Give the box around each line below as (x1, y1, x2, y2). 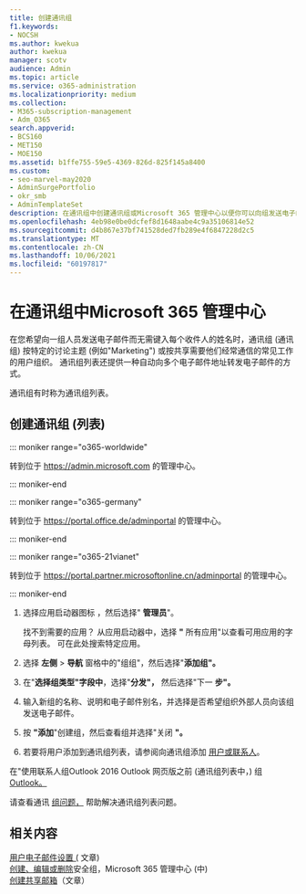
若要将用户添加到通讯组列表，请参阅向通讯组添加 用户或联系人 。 (22, 746, 265, 757)
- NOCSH (9, 30, 39, 39)
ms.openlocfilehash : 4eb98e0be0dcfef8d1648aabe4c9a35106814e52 (9, 216, 255, 226)
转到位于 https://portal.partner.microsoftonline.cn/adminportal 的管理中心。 (9, 570, 292, 581)
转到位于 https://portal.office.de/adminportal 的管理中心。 (9, 515, 227, 526)
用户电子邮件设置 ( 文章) (9, 851, 100, 863)
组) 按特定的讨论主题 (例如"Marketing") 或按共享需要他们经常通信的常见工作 (9, 344, 294, 356)
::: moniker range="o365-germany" (9, 496, 143, 507)
